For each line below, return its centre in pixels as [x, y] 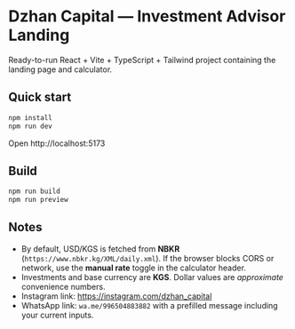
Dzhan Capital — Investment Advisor [147, 16]
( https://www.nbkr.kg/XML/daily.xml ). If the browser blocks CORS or [147, 258]
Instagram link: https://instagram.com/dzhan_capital [116, 296]
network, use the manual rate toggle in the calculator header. [133, 268]
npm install [30, 117]
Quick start [40, 97]
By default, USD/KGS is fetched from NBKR [100, 249]
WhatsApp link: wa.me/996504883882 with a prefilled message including [149, 305]
